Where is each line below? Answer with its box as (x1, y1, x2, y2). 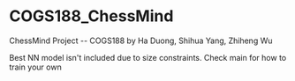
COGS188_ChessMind (9, 6, 174, 26)
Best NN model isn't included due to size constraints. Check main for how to (9, 52, 287, 63)
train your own (9, 62, 62, 72)
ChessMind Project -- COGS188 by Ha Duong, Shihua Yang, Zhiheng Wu (9, 35, 273, 46)
